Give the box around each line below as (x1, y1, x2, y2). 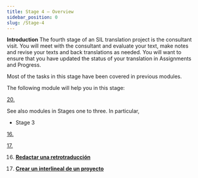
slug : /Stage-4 (7, 20, 45, 26)
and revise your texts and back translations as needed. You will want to (7, 49, 181, 56)
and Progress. (7, 61, 41, 68)
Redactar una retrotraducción (15, 154, 91, 161)
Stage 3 (15, 119, 35, 126)
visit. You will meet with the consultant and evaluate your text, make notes (7, 42, 188, 49)
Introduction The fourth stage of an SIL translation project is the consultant (7, 36, 192, 43)
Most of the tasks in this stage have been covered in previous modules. (7, 73, 182, 80)
